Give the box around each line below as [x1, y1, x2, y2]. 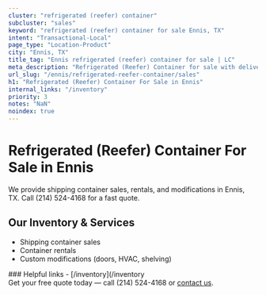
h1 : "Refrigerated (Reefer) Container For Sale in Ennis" [8, 78, 203, 86]
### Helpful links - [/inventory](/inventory [8, 269, 145, 278]
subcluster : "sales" [8, 19, 77, 27]
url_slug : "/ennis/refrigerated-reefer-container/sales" [8, 71, 200, 79]
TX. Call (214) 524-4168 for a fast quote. [8, 193, 140, 202]
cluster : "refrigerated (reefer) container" [8, 11, 158, 20]
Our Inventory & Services [8, 216, 135, 230]
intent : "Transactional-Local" [8, 33, 112, 42]
